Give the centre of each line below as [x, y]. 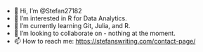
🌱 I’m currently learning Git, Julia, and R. [72, 26]
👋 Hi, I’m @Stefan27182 [48, 11]
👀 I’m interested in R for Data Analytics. [71, 18]
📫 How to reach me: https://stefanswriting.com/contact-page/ [105, 41]
